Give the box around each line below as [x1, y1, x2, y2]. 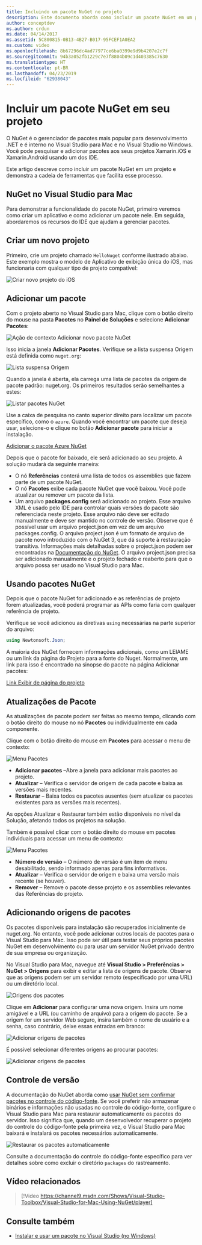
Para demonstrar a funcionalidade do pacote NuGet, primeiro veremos [6, 205, 181, 213]
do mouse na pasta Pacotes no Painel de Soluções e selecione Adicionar [6, 315, 190, 323]
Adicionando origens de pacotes [6, 907, 131, 918]
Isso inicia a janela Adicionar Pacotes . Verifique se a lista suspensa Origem [6, 346, 194, 353]
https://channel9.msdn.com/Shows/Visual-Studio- [40, 1193, 165, 1200]
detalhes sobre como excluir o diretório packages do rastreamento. [6, 1159, 170, 1166]
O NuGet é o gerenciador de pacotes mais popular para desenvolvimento [6, 135, 188, 142]
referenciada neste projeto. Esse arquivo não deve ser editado [14, 510, 170, 518]
